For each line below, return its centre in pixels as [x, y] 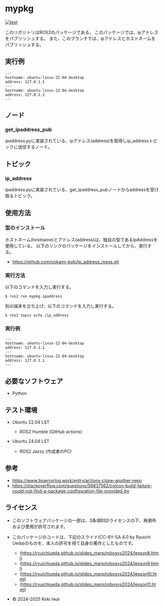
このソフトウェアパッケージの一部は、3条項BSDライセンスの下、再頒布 [84, 520]
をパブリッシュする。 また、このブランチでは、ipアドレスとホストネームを [80, 38]
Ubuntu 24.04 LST [31, 441]
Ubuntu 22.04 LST [31, 422]
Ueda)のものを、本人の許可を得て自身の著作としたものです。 [74, 543]
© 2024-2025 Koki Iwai [36, 599]
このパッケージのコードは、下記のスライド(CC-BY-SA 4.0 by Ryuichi [81, 537]
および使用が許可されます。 [40, 526]
